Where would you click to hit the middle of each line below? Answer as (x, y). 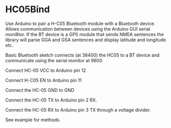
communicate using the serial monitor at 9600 (54, 60)
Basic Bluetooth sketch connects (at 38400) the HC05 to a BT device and (82, 55)
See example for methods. (33, 120)
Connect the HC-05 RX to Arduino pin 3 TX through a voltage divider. (78, 110)
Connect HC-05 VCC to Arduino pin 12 (46, 70)
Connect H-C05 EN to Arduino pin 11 (43, 80)
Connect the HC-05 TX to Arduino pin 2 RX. (51, 100)
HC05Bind (28, 9)
